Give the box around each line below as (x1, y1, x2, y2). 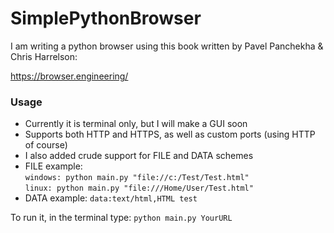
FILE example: (24, 160, 83, 172)
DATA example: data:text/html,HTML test (24, 192, 198, 204)
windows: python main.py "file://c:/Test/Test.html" (24, 173, 250, 183)
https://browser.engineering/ (10, 70, 129, 82)
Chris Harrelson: (10, 50, 78, 62)
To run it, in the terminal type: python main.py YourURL (10, 212, 233, 224)
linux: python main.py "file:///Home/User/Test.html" (24, 183, 254, 194)
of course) (24, 139, 68, 151)
